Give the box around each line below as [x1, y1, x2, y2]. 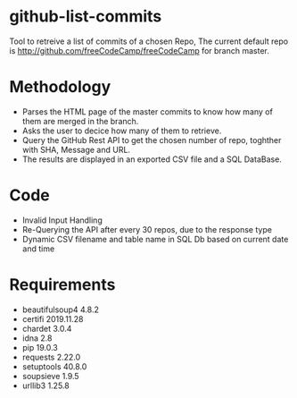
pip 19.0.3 [21, 342, 58, 352]
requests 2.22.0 [21, 351, 81, 362]
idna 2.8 [21, 333, 53, 343]
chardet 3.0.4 [21, 323, 72, 334]
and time [21, 243, 55, 254]
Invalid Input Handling [21, 215, 103, 225]
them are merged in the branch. [21, 115, 139, 126]
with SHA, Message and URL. [21, 144, 131, 155]
